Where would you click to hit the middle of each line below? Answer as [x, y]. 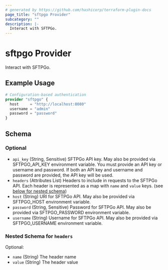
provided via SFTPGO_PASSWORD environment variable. [71, 212]
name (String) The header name [44, 257]
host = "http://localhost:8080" [48, 104]
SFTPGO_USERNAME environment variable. [57, 223]
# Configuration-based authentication [46, 95]
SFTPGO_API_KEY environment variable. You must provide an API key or [87, 164]
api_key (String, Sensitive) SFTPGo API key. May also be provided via [84, 159]
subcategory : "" [22, 19]
